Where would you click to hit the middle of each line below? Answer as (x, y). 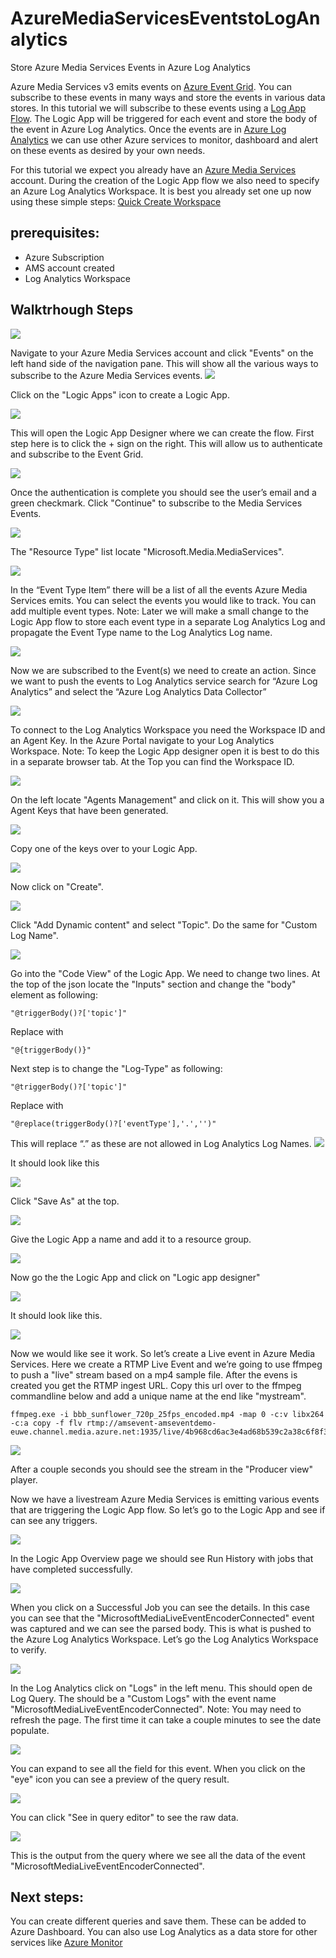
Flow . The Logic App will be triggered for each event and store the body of (164, 118)
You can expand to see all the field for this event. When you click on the (158, 1768)
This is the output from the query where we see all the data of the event (158, 1855)
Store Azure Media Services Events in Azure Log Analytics (130, 67)
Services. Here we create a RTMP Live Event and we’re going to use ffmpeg (166, 1364)
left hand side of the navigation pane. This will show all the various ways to (164, 363)
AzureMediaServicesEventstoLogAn (165, 18)
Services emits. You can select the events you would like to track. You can (163, 600)
